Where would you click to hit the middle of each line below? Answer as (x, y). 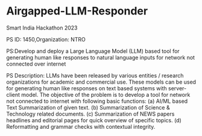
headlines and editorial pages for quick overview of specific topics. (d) (94, 120)
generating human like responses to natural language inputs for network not (100, 57)
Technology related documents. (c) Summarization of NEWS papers (90, 114)
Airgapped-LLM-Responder (77, 11)
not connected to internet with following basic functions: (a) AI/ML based (97, 101)
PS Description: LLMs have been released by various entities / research (95, 75)
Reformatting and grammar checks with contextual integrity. (81, 126)
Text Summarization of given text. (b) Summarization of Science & (88, 107)
